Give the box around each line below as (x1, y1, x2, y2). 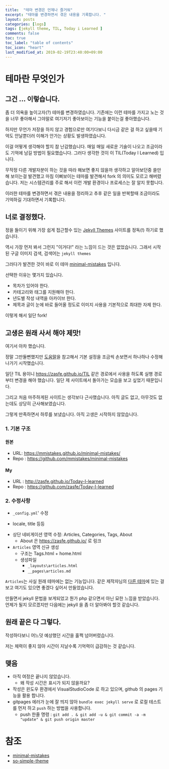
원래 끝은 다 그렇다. (5, 618, 62, 626)
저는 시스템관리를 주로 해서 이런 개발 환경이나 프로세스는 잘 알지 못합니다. (20, 179, 164, 185)
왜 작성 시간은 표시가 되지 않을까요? (20, 680, 90, 686)
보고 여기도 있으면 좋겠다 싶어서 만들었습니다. (5, 584, 94, 590)
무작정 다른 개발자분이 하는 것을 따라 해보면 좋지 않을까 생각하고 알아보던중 (5, 166, 152, 173)
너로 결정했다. (5, 212, 46, 221)
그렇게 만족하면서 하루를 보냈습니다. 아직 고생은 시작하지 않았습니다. (5, 411, 139, 417)
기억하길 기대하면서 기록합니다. (5, 196, 67, 202)
